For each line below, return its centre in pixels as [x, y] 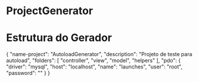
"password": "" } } [28, 73]
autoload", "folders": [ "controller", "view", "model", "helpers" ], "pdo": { [93, 61]
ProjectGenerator [50, 11]
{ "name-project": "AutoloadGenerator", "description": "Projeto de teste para [99, 54]
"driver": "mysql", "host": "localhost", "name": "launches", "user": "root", [94, 67]
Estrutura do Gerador [59, 38]
